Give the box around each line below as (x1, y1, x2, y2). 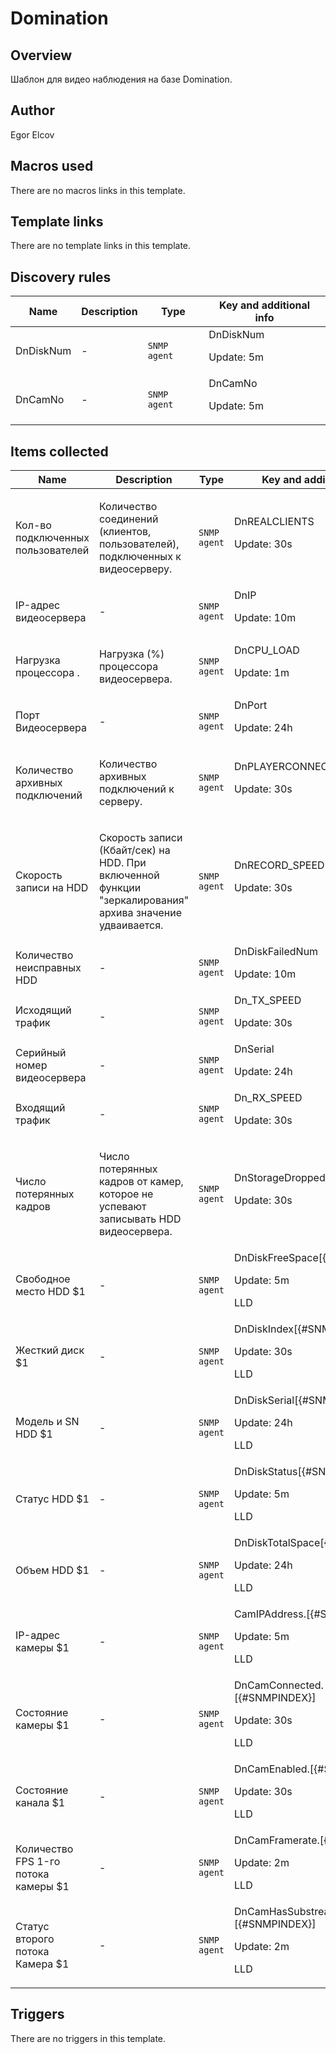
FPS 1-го (15, 1855, 61, 1869)
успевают (98, 1200, 147, 1214)
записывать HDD (98, 1212, 182, 1226)
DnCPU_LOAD (234, 643, 300, 657)
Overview (10, 47, 73, 64)
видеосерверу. (98, 562, 173, 576)
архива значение (98, 906, 182, 920)
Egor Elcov (10, 128, 55, 141)
